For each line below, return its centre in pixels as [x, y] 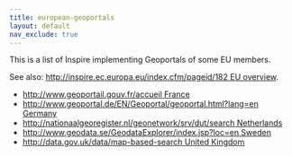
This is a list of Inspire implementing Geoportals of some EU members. [140, 60]
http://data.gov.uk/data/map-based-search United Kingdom [133, 142]
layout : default [40, 26]
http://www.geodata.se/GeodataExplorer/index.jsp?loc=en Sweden [147, 133]
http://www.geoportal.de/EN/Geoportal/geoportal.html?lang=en [141, 104]
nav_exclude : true [44, 34]
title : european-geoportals [62, 17]
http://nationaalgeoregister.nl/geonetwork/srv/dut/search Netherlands [152, 123]
